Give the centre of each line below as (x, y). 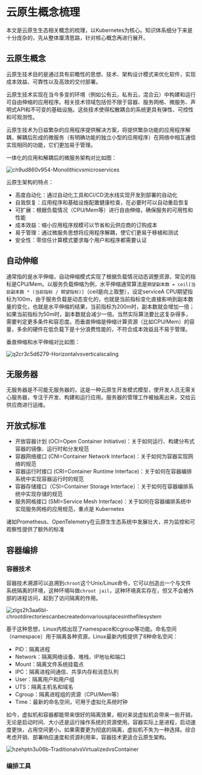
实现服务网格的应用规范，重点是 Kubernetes (69, 509)
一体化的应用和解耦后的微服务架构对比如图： (62, 158)
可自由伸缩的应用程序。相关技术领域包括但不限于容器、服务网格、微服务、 (98, 102)
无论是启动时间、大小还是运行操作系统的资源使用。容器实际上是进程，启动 (98, 722)
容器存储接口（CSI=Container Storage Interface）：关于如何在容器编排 (102, 486)
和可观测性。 (22, 117)
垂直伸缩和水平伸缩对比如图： (43, 342)
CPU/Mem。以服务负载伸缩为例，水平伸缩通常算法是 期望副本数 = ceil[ (104, 284)
